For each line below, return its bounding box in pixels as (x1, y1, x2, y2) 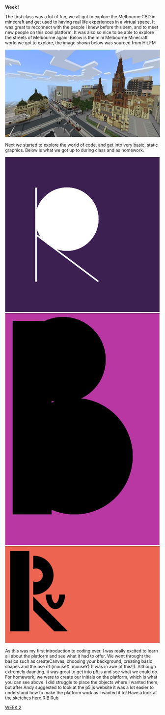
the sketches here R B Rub (5, 695, 59, 701)
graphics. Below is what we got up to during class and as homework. (5, 147, 144, 153)
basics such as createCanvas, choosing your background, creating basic (5, 658, 153, 664)
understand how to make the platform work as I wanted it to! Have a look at (5, 690, 157, 696)
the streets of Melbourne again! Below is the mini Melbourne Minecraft (5, 34, 148, 40)
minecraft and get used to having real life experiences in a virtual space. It (5, 19, 155, 25)
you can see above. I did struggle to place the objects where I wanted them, (5, 679, 159, 685)
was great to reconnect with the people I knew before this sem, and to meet (5, 24, 159, 30)
